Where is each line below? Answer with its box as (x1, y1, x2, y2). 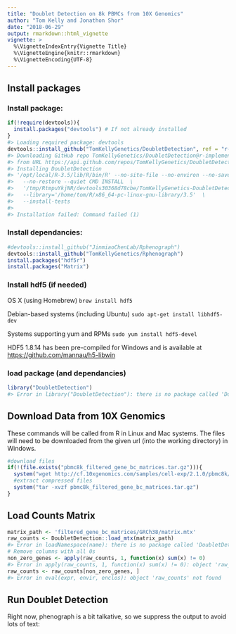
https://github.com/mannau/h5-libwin (7, 350, 116, 359)
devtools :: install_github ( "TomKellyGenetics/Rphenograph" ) (7, 250, 184, 257)
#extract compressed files (13, 477, 93, 485)
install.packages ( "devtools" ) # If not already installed (13, 126, 188, 133)
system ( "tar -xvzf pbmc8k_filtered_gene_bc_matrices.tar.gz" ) (13, 484, 199, 491)
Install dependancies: (7, 228, 83, 237)
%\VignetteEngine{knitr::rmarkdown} (13, 50, 121, 57)
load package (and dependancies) (7, 368, 126, 378)
